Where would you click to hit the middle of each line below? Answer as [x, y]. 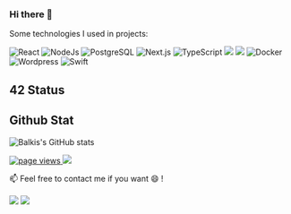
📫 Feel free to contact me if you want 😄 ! [86, 178]
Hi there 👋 [31, 14]
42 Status [37, 90]
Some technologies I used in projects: [79, 34]
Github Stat [42, 120]
